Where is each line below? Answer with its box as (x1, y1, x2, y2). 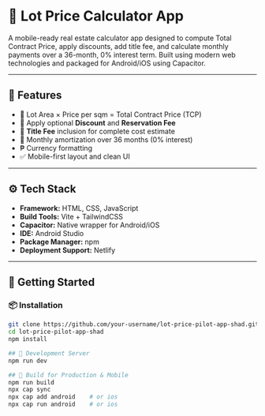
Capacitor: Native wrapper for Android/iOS (19, 220, 160, 230)
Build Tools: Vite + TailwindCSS (19, 212, 124, 221)
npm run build (8, 378, 55, 386)
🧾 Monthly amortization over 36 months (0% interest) (19, 134, 193, 144)
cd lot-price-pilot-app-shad (8, 328, 104, 336)
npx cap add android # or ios (8, 393, 118, 401)
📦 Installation (8, 299, 63, 310)
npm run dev (8, 357, 47, 365)
